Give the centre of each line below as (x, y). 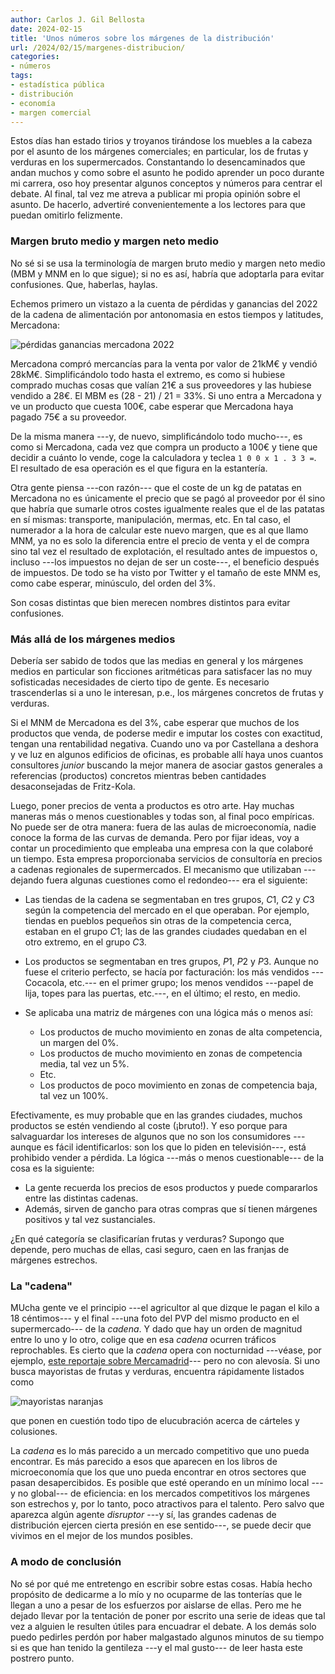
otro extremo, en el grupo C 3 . (85, 942)
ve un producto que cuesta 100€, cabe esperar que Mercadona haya (152, 406)
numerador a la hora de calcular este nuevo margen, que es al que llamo (159, 530)
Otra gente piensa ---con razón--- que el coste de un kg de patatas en (156, 487)
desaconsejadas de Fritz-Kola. (73, 786)
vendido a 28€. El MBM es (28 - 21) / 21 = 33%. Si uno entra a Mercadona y (166, 395)
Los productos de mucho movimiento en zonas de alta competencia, (181, 1032)
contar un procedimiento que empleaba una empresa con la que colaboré (162, 848)
